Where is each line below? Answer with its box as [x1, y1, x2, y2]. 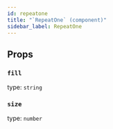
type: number [7, 115, 43, 123]
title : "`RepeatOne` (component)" [7, 17, 107, 23]
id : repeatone [7, 10, 49, 17]
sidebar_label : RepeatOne [7, 23, 82, 30]
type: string [7, 83, 43, 92]
